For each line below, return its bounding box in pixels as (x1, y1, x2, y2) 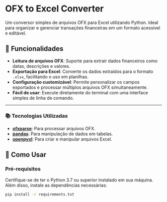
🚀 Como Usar (5, 151, 47, 159)
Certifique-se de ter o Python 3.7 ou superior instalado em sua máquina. (5, 177, 154, 183)
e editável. (5, 30, 26, 36)
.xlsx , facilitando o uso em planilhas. (12, 73, 88, 80)
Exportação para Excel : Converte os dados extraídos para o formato (12, 68, 153, 74)
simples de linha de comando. (12, 95, 74, 101)
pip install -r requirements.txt (5, 192, 75, 197)
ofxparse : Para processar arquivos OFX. (12, 126, 95, 132)
